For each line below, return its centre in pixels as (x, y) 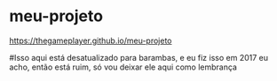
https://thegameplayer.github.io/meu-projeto (91, 40)
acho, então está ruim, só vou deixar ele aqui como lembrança (123, 67)
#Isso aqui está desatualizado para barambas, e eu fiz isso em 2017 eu (139, 57)
